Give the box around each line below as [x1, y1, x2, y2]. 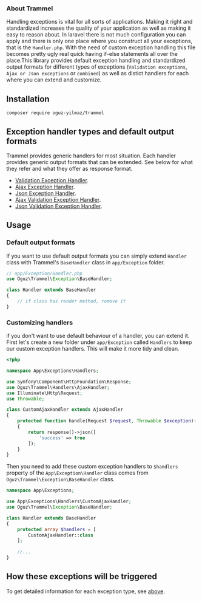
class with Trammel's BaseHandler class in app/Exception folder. [6, 258, 165, 266]
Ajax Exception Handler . [15, 183, 75, 190]
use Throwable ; [6, 396, 45, 402]
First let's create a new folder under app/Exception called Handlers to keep [6, 338, 192, 346]
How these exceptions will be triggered [6, 571, 158, 582]
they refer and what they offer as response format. [6, 165, 133, 172]
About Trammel [6, 4, 53, 13]
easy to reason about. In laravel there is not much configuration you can [6, 31, 186, 38]
